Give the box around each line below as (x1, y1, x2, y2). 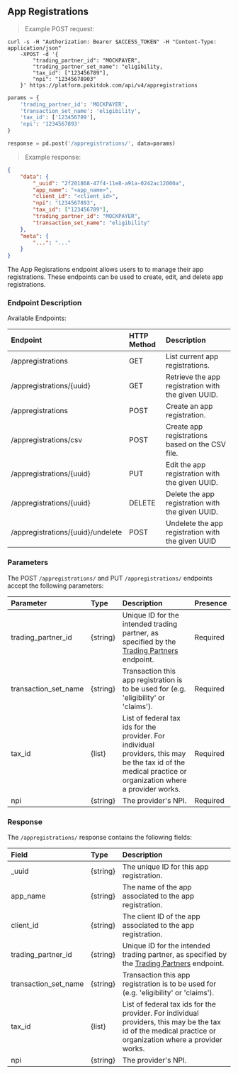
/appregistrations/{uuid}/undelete (11, 527, 123, 537)
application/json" (7, 44, 62, 52)
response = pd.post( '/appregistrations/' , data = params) (7, 140, 176, 148)
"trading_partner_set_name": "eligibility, (33, 63, 163, 70)
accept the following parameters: (7, 581, 104, 590)
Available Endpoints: (7, 314, 67, 322)
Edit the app (165, 460, 206, 470)
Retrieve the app (165, 372, 221, 382)
